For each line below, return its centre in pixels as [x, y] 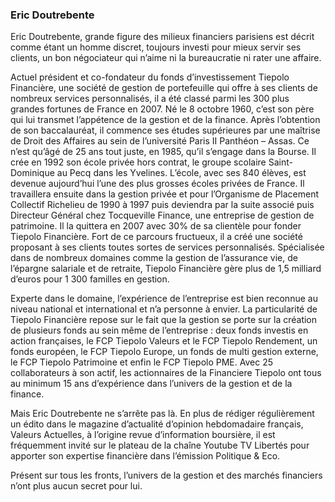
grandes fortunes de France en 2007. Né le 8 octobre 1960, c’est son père [162, 109]
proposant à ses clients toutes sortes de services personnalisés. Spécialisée [167, 247]
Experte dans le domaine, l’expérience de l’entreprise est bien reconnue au [164, 299]
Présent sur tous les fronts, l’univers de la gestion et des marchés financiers [166, 475]
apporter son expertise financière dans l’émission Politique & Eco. [145, 456]
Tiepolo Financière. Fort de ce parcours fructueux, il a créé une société [156, 237]
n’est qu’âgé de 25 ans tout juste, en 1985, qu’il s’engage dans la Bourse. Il [163, 152]
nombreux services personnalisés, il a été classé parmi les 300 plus [150, 99]
